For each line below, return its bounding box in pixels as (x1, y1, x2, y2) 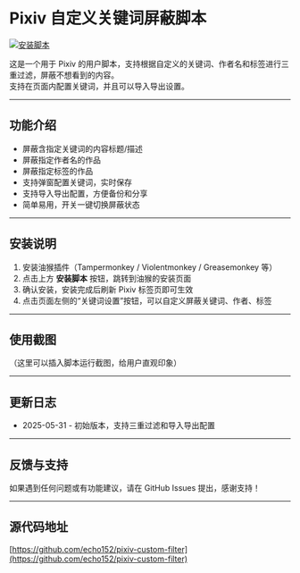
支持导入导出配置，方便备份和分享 (21, 188, 148, 198)
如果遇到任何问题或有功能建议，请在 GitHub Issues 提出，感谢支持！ (9, 483, 261, 493)
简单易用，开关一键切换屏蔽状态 (21, 198, 140, 210)
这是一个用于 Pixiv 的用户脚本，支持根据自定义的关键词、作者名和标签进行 (9, 58, 282, 69)
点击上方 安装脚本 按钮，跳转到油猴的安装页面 (21, 273, 192, 283)
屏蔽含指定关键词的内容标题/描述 (21, 143, 143, 154)
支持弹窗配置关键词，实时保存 (21, 176, 132, 188)
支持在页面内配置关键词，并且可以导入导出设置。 (9, 80, 189, 91)
